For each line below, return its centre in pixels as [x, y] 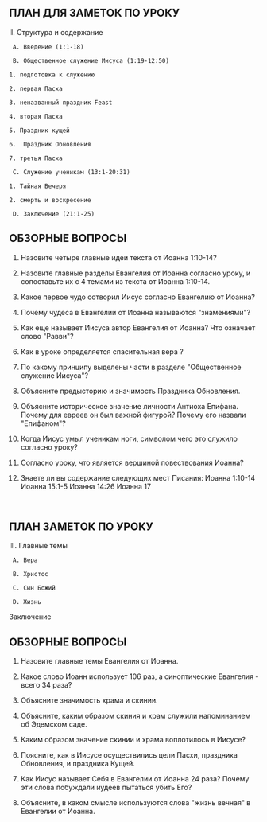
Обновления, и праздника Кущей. [77, 764]
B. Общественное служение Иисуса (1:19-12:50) [91, 60]
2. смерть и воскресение [50, 200]
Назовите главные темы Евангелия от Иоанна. [99, 661]
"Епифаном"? [43, 423]
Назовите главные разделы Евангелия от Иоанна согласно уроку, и [135, 273]
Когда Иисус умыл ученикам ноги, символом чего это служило [129, 438]
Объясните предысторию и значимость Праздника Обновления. [130, 391]
